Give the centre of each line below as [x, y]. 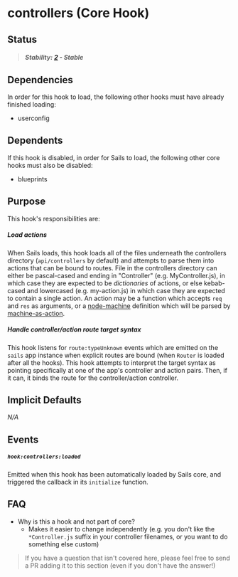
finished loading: [32, 104]
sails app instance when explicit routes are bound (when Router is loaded [116, 355]
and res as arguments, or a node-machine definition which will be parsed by [119, 306]
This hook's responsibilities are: [54, 218]
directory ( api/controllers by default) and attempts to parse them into [111, 260]
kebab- [214, 283]
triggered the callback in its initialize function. [78, 482]
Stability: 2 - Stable [54, 58]
